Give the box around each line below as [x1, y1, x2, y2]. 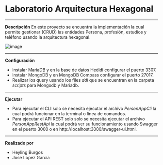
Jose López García [12, 154, 50, 160]
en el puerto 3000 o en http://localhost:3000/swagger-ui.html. [12, 126, 137, 132]
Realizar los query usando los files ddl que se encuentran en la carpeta [12, 77, 154, 83]
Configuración [5, 57, 35, 63]
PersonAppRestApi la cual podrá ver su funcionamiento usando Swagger [12, 121, 158, 127]
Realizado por [5, 140, 34, 146]
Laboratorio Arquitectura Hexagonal [5, 3, 154, 15]
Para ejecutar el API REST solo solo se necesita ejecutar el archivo [12, 116, 145, 121]
